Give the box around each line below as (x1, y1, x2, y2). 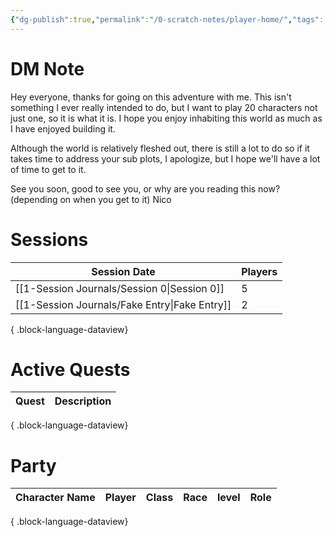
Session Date (91, 264, 156, 278)
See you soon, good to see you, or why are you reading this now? (10, 182, 281, 195)
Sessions (10, 228, 89, 251)
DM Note (10, 57, 85, 80)
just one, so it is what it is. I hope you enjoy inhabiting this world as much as (10, 112, 323, 124)
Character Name (15, 491, 96, 505)
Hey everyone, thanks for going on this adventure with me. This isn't (10, 91, 292, 103)
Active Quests (10, 358, 131, 381)
